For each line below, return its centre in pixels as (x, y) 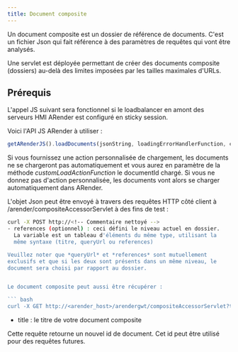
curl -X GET (25, 307)
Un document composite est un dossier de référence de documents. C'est (116, 34)
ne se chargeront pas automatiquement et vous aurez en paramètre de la (114, 165)
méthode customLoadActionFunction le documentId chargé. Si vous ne (111, 173)
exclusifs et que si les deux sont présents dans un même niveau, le (112, 261)
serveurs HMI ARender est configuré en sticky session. (88, 117)
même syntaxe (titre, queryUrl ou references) (84, 242)
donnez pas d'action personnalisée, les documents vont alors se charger (114, 180)
